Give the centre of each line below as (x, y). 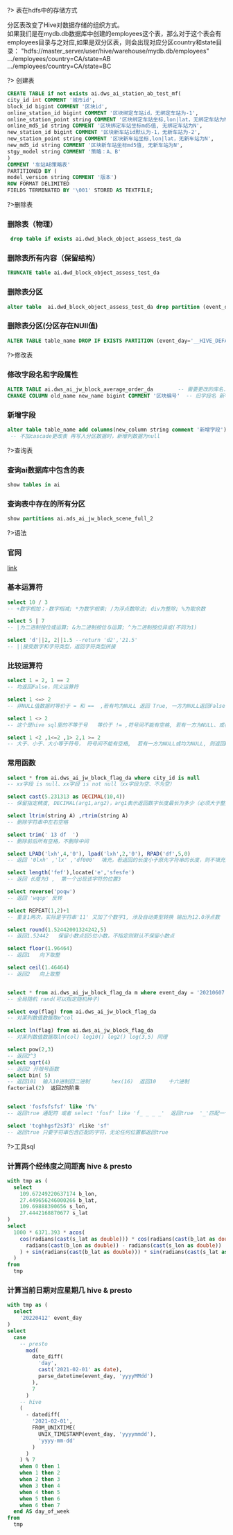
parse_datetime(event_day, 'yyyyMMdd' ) (96, 1376)
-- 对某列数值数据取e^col (41, 1018)
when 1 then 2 (40, 1473)
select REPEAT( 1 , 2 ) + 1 (38, 910)
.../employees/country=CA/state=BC (59, 66)
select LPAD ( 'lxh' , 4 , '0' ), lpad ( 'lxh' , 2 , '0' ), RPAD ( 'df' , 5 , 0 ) (99, 854)
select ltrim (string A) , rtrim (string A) (68, 816)
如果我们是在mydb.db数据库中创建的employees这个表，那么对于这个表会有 (114, 34)
